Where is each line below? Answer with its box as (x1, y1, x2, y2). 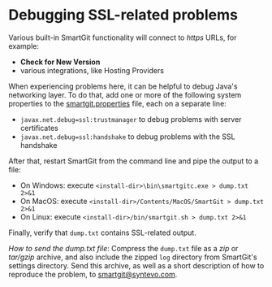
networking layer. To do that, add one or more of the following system (8, 89, 242, 99)
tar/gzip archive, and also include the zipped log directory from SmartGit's (8, 252, 257, 262)
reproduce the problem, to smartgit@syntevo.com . (8, 269, 178, 279)
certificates (19, 123, 58, 133)
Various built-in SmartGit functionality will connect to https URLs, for (8, 33, 237, 42)
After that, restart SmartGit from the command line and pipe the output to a (8, 156, 259, 166)
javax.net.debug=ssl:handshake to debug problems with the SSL (19, 132, 235, 141)
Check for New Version (19, 57, 101, 67)
